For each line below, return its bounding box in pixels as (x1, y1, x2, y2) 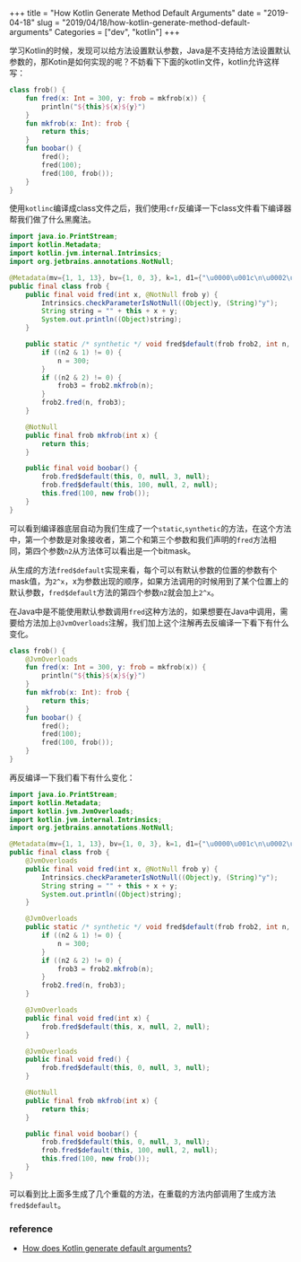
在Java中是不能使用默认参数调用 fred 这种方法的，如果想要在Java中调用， (9, 606, 280, 617)
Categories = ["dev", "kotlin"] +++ (54, 27, 181, 37)
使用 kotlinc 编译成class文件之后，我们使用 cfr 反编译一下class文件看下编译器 (9, 203, 292, 214)
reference (9, 1223, 54, 1235)
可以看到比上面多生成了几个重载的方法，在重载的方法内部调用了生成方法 (9, 1188, 276, 1199)
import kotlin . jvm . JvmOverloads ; (9, 807, 134, 816)
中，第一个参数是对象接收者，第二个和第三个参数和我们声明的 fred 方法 (9, 534, 269, 545)
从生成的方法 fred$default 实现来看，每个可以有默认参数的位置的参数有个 (9, 565, 278, 575)
